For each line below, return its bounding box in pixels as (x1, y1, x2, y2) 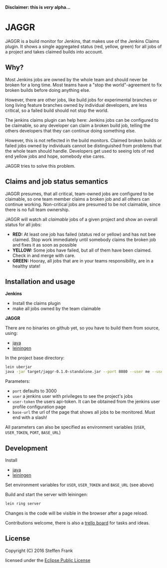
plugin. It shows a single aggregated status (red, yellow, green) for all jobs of (5, 43, 162, 49)
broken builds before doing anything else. (5, 87, 90, 93)
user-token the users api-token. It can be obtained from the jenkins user (12, 399, 161, 405)
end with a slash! (12, 414, 47, 421)
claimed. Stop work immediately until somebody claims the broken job (12, 237, 156, 243)
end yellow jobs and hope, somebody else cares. (5, 153, 106, 159)
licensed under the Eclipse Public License (5, 557, 90, 563)
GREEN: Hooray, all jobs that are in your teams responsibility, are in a (12, 258, 154, 264)
